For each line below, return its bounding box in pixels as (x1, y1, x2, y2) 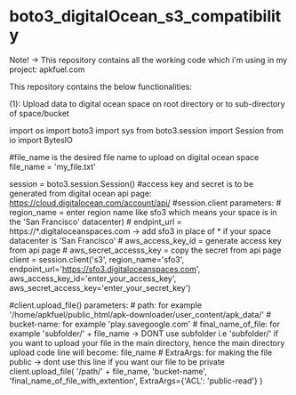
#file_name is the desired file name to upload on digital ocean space (9, 151, 260, 162)
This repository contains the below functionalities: (9, 81, 193, 92)
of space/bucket (9, 108, 69, 118)
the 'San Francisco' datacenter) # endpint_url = (9, 216, 182, 227)
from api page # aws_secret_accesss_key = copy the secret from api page (9, 245, 282, 255)
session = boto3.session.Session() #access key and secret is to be (9, 178, 254, 189)
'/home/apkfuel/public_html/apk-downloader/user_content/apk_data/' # (9, 309, 272, 319)
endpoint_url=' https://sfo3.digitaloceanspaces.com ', (9, 263, 201, 274)
